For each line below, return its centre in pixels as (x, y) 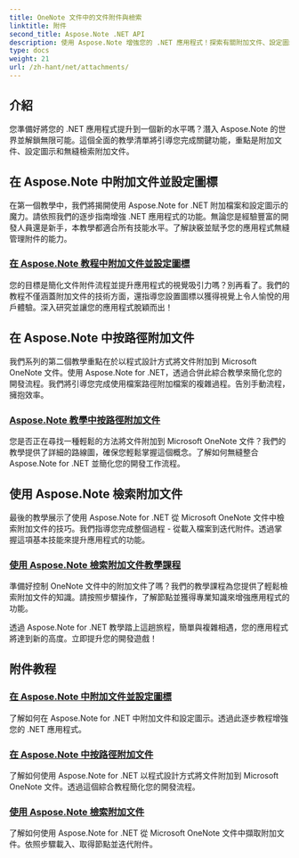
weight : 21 (29, 59)
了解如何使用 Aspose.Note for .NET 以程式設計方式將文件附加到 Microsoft (144, 775)
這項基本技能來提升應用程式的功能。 (83, 540)
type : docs (29, 51)
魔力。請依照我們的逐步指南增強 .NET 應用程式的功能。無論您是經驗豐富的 (145, 216)
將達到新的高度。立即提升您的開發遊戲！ (83, 639)
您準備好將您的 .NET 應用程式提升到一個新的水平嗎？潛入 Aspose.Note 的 (144, 128)
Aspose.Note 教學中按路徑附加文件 (85, 420)
